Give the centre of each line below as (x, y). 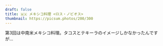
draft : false (18, 9)
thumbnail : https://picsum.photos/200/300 (49, 18)
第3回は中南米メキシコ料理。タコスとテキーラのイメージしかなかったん (77, 33)
